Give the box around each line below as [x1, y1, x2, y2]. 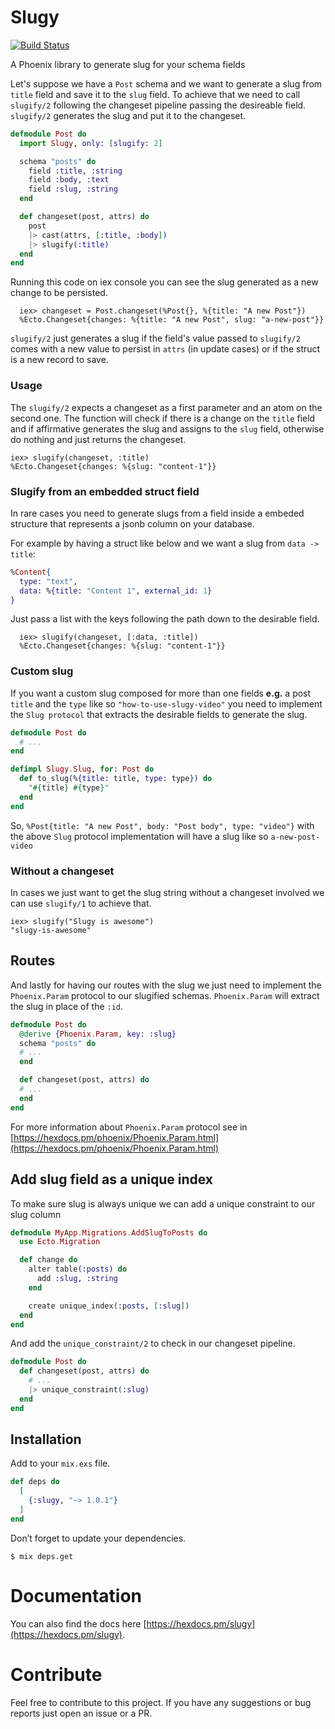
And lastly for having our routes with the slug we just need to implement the [10, 979, 322, 991]
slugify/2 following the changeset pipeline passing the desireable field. [10, 99, 307, 111]
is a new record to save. [10, 354, 109, 366]
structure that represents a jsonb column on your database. [10, 517, 255, 530]
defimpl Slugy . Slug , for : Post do [10, 764, 155, 775]
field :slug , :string [28, 184, 118, 195]
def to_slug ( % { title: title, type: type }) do [19, 774, 213, 784]
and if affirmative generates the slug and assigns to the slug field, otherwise [10, 422, 325, 435]
